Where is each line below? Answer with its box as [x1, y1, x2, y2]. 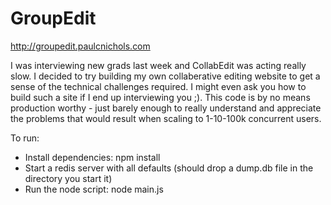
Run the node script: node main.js [24, 183, 164, 195]
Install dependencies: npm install [24, 151, 161, 163]
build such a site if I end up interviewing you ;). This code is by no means [10, 91, 311, 103]
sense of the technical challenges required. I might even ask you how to [10, 80, 307, 92]
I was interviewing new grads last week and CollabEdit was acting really [10, 59, 307, 71]
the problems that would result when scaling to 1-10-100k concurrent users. [10, 112, 322, 124]
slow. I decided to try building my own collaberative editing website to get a [10, 70, 321, 82]
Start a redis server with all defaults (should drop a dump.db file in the [24, 162, 314, 174]
